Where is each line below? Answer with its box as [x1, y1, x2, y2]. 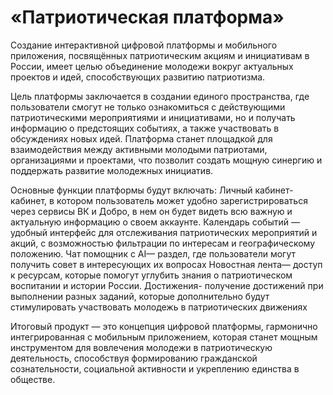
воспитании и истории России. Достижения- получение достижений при [10, 279, 324, 291]
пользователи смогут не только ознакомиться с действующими [10, 101, 286, 113]
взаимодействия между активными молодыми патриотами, [10, 143, 268, 155]
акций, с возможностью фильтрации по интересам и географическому [10, 237, 316, 249]
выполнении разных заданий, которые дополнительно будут [10, 290, 270, 302]
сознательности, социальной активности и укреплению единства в [10, 362, 300, 375]
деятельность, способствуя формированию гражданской [10, 352, 258, 364]
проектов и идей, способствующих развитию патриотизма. [10, 71, 266, 83]
